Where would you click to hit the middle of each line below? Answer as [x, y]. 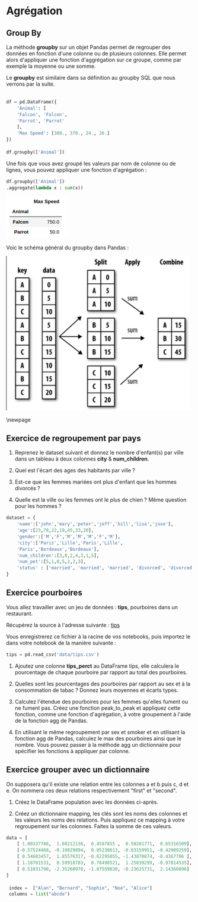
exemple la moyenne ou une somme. [51, 66]
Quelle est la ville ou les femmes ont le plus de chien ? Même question [100, 500]
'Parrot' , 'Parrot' [41, 121]
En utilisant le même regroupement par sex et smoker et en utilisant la [100, 732]
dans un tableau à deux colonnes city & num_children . [82, 459]
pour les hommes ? [38, 506]
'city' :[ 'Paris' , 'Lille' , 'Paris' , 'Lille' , [70, 543]
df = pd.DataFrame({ [32, 102]
